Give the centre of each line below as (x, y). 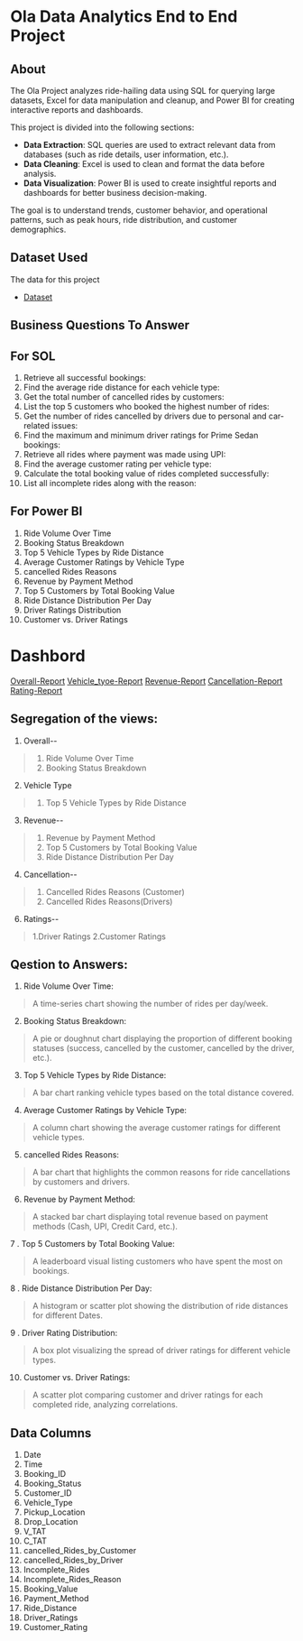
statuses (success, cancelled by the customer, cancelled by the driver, (163, 1048)
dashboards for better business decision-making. (115, 193)
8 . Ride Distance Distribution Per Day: (81, 1288)
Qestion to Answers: (69, 964)
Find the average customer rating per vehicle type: (117, 464)
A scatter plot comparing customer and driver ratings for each (148, 1395)
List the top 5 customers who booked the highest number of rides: (146, 407)
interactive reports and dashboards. (77, 110)
